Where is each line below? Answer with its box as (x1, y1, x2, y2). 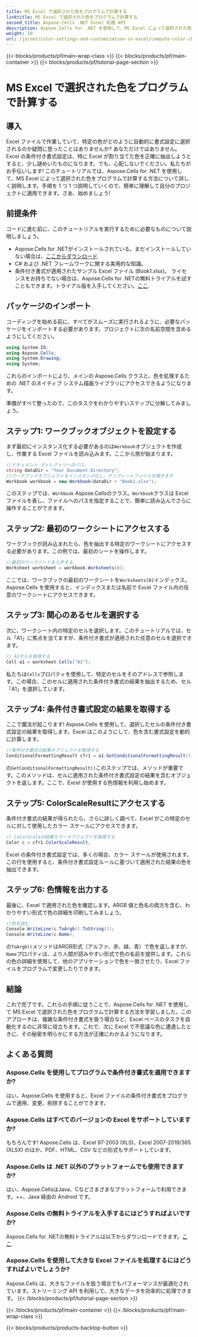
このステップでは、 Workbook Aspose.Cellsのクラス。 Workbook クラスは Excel (6, 490, 189, 497)
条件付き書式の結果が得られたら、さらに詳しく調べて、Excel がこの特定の (6, 814, 186, 821)
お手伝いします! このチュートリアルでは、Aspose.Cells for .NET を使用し (6, 168, 183, 174)
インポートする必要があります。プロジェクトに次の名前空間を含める (26, 325, 192, 332)
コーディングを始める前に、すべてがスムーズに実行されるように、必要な (6, 318, 180, 325)
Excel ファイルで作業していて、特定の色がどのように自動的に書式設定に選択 (6, 138, 190, 145)
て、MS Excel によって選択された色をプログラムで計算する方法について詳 (6, 175, 184, 182)
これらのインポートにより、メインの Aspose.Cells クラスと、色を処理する (6, 373, 184, 380)
